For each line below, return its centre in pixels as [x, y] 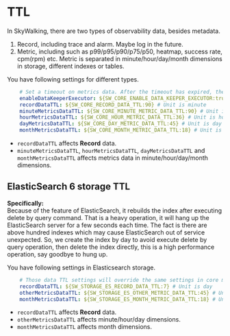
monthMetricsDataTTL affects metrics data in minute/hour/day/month [113, 158]
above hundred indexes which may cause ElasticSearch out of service [106, 232]
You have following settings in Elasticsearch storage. [81, 267]
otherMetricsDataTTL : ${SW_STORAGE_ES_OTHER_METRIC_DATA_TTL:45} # [117, 293]
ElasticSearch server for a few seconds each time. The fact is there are [107, 225]
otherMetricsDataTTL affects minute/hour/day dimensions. [99, 320]
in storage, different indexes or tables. [71, 66]
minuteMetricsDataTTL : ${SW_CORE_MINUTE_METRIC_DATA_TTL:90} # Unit [119, 111]
